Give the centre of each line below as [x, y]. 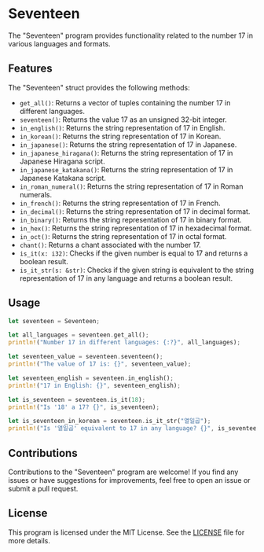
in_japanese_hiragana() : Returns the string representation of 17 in [126, 153]
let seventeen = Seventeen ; [54, 321]
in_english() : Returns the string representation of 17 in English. [122, 127]
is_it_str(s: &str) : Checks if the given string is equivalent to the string [136, 270]
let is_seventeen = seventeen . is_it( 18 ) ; [77, 399]
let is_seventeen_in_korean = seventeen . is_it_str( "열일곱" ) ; [110, 421]
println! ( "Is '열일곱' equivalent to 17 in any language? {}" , [111, 429]
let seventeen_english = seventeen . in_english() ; [91, 378]
